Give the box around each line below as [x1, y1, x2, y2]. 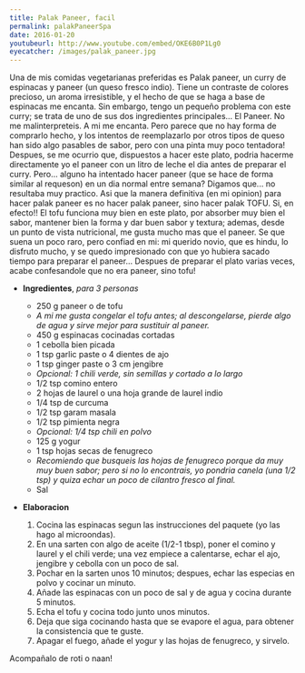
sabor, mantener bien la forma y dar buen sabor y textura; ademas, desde [9, 217, 285, 228]
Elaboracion [22, 502, 70, 513]
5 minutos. [35, 597, 76, 608]
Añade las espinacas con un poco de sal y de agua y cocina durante [35, 588, 292, 598]
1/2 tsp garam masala [35, 407, 116, 418]
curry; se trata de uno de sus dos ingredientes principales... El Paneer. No [9, 111, 286, 122]
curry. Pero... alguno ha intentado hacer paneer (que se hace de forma [9, 169, 274, 180]
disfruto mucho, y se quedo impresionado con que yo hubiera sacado [9, 246, 271, 257]
